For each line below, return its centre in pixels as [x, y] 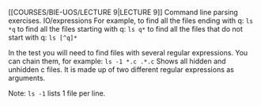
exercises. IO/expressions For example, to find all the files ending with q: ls [130, 21]
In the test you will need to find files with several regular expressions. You [128, 53]
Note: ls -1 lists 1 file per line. [57, 93]
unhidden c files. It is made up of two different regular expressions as [121, 70]
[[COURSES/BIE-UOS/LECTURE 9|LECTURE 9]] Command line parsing [123, 12]
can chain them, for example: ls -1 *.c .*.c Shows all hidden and [117, 61]
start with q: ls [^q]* [43, 37]
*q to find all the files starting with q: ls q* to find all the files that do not [125, 29]
